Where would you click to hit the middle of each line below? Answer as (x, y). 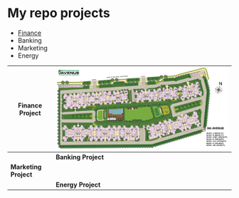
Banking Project (80, 157)
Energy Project (78, 184)
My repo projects (59, 13)
